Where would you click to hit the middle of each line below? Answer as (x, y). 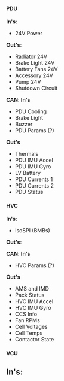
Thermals (27, 154)
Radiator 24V (31, 56)
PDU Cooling (31, 111)
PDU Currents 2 (34, 186)
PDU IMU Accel (34, 160)
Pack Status (30, 295)
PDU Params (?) (35, 131)
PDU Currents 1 (34, 179)
